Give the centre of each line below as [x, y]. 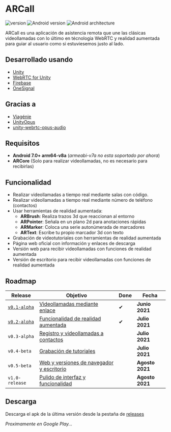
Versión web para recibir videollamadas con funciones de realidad [82, 249]
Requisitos [22, 143]
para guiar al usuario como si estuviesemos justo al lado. [65, 43]
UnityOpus [24, 122]
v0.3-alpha [21, 336]
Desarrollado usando [39, 60]
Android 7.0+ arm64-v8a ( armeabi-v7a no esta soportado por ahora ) [86, 155]
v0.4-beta [20, 351]
